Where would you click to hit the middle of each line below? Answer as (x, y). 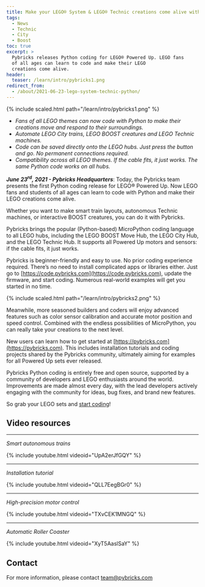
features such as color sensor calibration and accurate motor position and (99, 316)
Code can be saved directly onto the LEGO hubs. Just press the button (104, 147)
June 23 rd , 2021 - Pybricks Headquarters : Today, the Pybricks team (93, 179)
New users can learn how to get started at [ (61, 341)
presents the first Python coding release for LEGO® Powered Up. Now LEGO (102, 186)
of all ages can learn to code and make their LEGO (79, 63)
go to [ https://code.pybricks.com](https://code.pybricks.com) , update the (99, 273)
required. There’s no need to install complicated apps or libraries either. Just (102, 267)
